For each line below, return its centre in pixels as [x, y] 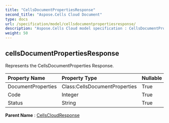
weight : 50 [17, 33]
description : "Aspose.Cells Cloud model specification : [66, 29]
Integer [70, 94]
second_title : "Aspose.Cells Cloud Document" [54, 15]
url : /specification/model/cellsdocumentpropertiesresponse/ [71, 24]
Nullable [152, 78]
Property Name [26, 78]
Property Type [79, 78]
